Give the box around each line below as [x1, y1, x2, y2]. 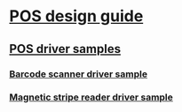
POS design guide [9, 6, 144, 26]
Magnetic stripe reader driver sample [9, 91, 173, 103]
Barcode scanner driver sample [9, 68, 148, 80]
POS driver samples [9, 41, 122, 56]
